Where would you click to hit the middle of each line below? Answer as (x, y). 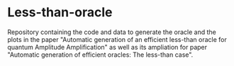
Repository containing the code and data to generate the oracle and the (112, 32)
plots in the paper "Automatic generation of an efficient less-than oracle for (117, 39)
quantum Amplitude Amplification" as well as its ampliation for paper (107, 47)
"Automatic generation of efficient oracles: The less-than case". (100, 55)
